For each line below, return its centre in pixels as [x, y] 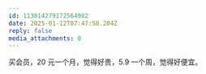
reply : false [30, 31]
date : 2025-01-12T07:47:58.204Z [63, 23]
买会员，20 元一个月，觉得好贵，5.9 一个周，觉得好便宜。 [105, 62]
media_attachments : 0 [45, 38]
